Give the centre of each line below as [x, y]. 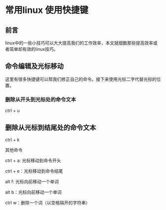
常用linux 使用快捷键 [47, 10]
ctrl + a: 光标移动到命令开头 [33, 160]
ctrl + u [12, 111]
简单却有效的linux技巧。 [34, 49]
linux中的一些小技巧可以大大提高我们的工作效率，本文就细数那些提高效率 [79, 43]
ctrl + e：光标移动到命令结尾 [34, 171]
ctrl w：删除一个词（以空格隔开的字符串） [48, 203]
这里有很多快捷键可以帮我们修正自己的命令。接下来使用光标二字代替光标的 [81, 79]
